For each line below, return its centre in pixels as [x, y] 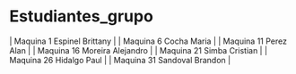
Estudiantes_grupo [82, 16]
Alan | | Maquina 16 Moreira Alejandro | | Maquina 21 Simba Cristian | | [138, 50]
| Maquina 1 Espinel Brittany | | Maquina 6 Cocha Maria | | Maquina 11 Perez [148, 41]
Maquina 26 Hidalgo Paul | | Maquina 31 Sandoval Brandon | [120, 60]
